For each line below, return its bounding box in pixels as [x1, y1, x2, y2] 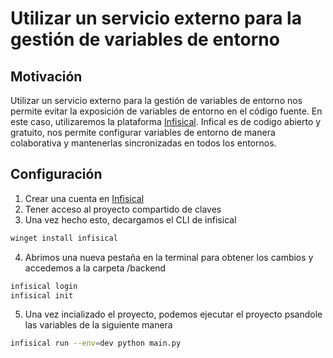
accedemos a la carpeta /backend [24, 262, 167, 274]
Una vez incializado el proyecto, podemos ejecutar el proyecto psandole [24, 308, 323, 321]
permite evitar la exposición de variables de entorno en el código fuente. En [10, 105, 323, 117]
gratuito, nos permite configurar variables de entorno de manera [10, 127, 276, 138]
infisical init [10, 290, 74, 301]
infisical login [10, 281, 78, 291]
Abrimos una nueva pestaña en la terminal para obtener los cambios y [24, 251, 314, 263]
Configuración [10, 166, 103, 183]
